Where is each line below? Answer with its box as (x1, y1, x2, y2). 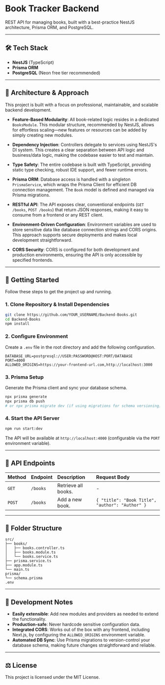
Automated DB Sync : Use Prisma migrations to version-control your (12, 637, 150, 643)
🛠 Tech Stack (5, 44, 48, 52)
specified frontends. (12, 257, 54, 263)
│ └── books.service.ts (5, 554, 58, 559)
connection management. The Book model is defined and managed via (12, 187, 154, 192)
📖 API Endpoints (5, 459, 55, 467)
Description (57, 473, 85, 480)
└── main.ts (5, 567, 29, 572)
